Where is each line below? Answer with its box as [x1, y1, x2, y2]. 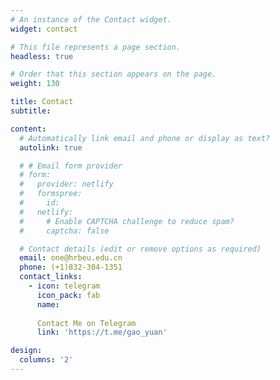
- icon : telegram [28, 281, 101, 291]
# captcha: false [19, 226, 110, 236]
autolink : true [19, 142, 83, 153]
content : [10, 124, 47, 134]
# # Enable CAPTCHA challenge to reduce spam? [19, 216, 235, 226]
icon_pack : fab [36, 290, 101, 300]
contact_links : [19, 272, 83, 282]
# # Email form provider [19, 161, 123, 171]
